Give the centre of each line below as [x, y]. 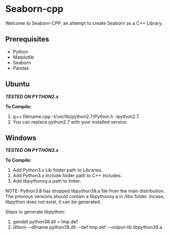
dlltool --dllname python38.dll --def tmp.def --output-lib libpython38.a [88, 227]
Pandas [21, 68]
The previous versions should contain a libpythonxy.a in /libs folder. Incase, [85, 197]
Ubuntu [17, 84]
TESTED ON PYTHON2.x [32, 96]
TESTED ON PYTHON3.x [32, 150]
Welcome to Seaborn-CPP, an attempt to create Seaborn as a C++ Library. [84, 23]
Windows [21, 138]
